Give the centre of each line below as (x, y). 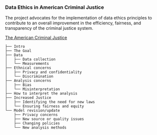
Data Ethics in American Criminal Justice (55, 7)
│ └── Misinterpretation (33, 89)
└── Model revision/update (33, 111)
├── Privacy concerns (36, 115)
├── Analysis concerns (28, 81)
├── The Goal (18, 51)
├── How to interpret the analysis (41, 94)
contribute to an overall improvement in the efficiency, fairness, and (73, 23)
